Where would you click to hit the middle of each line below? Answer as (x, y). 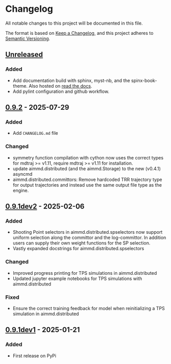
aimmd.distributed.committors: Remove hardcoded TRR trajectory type (87, 179)
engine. (21, 190)
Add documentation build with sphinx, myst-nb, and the (71, 80)
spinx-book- (144, 80)
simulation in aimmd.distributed (46, 314)
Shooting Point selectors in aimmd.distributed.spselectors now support (88, 232)
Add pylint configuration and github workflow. (61, 91)
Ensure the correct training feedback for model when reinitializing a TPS (89, 308)
